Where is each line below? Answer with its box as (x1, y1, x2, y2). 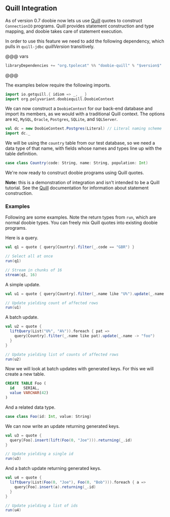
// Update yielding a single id (5, 451, 73, 457)
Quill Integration (5, 4, 57, 13)
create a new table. (5, 371, 46, 377)
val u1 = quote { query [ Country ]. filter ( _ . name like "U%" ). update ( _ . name (5, 291, 164, 296)
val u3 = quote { (5, 433, 42, 438)
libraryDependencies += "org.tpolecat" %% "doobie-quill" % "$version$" (5, 63, 162, 68)
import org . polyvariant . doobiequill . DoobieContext (5, 96, 114, 102)
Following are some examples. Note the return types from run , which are (5, 214, 156, 221)
